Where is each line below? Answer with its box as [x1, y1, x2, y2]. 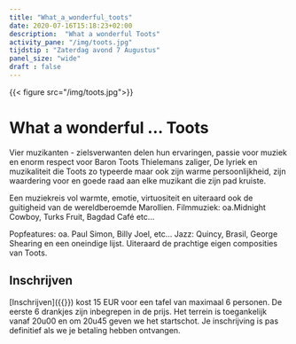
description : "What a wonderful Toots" [9, 29, 161, 38]
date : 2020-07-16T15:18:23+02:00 [9, 21, 133, 30]
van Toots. [9, 247, 48, 258]
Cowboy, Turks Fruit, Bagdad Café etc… [9, 211, 155, 222]
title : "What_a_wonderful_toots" [9, 12, 133, 22]
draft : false [9, 63, 62, 72]
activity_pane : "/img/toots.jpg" [9, 37, 133, 47]
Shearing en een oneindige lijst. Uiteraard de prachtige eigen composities [9, 238, 277, 248]
